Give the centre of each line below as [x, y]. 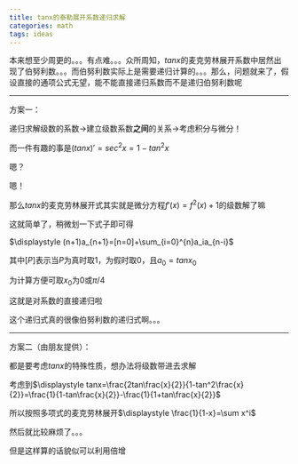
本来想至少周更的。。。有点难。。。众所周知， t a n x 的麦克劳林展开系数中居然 [141, 60]
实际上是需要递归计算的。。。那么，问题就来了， [195, 71]
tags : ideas [31, 34]
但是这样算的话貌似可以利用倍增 [67, 451]
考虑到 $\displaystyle [47, 385]
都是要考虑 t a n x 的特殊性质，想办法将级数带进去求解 [103, 366]
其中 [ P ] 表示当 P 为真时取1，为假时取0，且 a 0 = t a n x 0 [103, 261]
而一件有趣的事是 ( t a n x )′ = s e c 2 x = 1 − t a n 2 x [89, 148]
